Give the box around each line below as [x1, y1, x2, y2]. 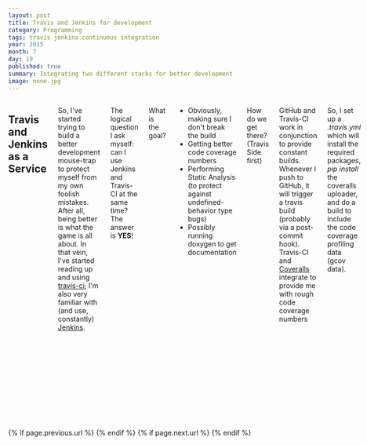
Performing [187, 164, 225, 173]
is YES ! [110, 231, 134, 240]
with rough [278, 289, 314, 298]
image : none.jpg [8, 77, 61, 85]
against [187, 189, 212, 199]
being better [57, 213, 98, 224]
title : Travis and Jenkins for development [8, 19, 153, 27]
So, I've [57, 105, 82, 115]
